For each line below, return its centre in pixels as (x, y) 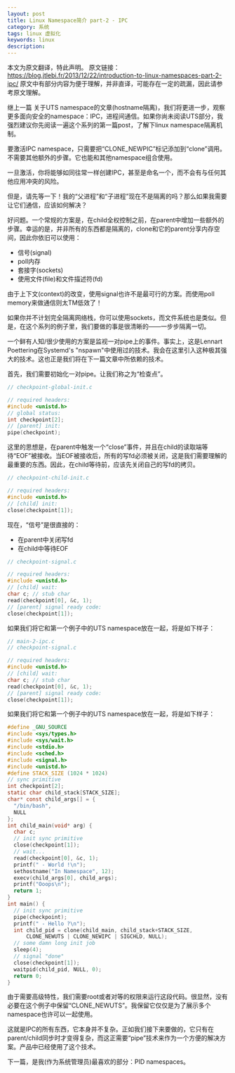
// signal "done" (39, 956)
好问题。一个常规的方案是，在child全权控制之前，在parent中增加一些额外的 (116, 220)
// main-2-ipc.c (31, 641)
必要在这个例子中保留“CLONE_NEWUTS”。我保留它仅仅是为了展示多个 (109, 1005)
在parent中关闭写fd (45, 540)
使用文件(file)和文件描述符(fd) (60, 279)
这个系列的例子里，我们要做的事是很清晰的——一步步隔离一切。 (118, 326)
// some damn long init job (55, 944)
